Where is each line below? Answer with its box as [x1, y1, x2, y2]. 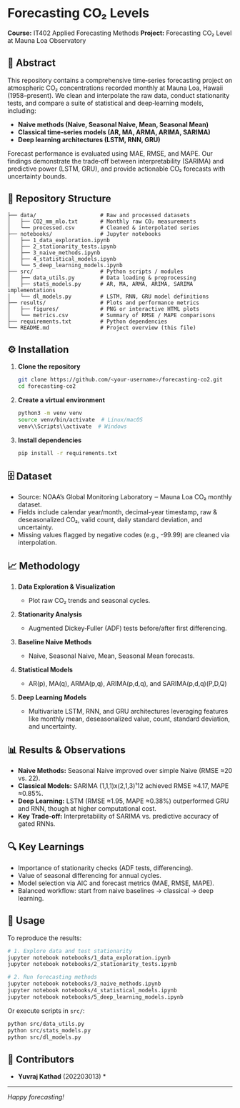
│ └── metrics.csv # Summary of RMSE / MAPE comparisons [7, 311, 216, 319]
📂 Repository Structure [7, 193, 111, 205]
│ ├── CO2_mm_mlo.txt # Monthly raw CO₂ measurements [7, 218, 196, 225]
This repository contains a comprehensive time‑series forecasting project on [7, 76, 233, 84]
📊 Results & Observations [7, 744, 126, 756]
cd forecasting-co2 [17, 383, 76, 390]
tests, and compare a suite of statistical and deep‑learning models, [7, 99, 204, 107]
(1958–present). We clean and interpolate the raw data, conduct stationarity [7, 91, 230, 99]
